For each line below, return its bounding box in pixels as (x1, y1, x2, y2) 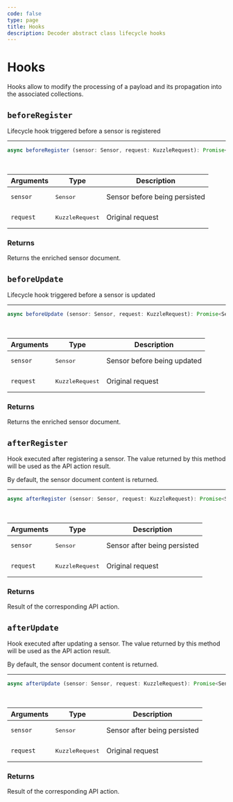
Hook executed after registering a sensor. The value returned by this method (7, 454, 226, 463)
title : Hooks (7, 23, 45, 30)
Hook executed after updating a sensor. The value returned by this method (7, 639, 221, 648)
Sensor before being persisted (106, 192, 206, 202)
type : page (7, 17, 39, 24)
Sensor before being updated (106, 356, 202, 366)
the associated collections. (7, 90, 84, 98)
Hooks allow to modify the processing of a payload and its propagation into (7, 83, 222, 91)
